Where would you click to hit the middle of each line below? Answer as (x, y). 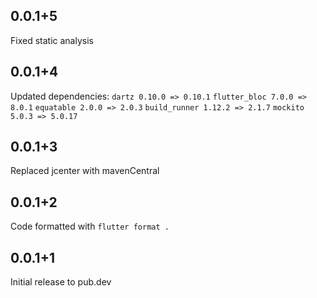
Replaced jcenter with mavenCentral (85, 171)
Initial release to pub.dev (61, 282)
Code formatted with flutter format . (90, 226)
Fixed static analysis (52, 40)
